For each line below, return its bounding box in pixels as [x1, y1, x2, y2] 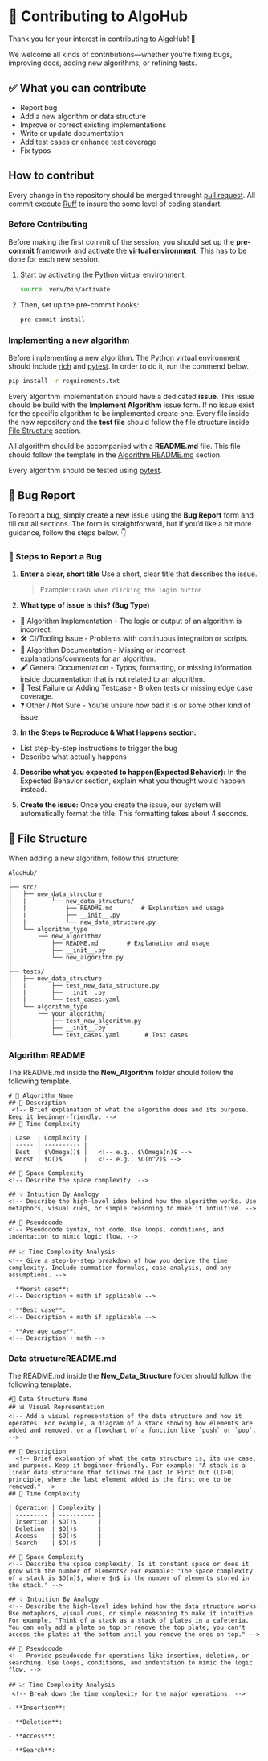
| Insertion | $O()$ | [8, 1518, 103, 1526]
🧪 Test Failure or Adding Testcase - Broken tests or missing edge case [19, 683, 253, 692]
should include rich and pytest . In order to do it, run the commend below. [8, 361, 250, 371]
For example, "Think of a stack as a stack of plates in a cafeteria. [8, 1617, 250, 1625]
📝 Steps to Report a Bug [8, 551, 103, 562]
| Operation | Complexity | [8, 1504, 103, 1512]
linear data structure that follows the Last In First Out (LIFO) [8, 1469, 235, 1477]
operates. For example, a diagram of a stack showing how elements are [8, 1420, 253, 1428]
